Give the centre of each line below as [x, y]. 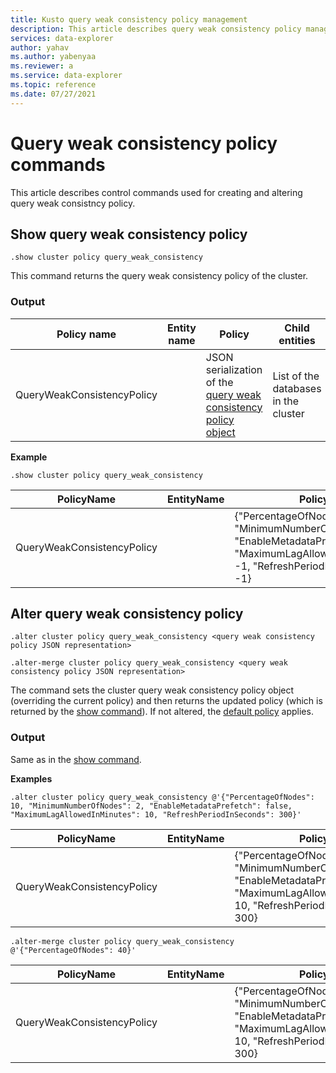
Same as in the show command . [76, 759]
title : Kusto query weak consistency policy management [129, 19]
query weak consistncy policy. [73, 203]
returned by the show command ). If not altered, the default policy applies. [162, 712]
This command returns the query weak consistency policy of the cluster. [159, 276]
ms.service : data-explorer [66, 76]
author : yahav [40, 47]
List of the [296, 376]
